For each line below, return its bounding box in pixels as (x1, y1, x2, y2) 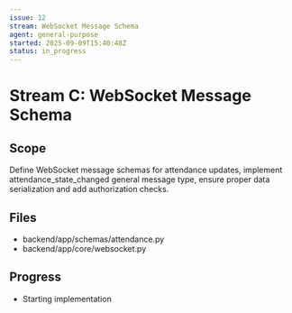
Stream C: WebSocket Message (9, 86, 252, 106)
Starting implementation (22, 293, 113, 304)
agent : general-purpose (9, 30, 99, 39)
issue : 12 (9, 13, 47, 23)
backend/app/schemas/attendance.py (22, 234, 165, 244)
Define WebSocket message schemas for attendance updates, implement (9, 164, 283, 176)
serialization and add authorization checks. (9, 184, 169, 195)
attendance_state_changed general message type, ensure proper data (9, 174, 270, 185)
